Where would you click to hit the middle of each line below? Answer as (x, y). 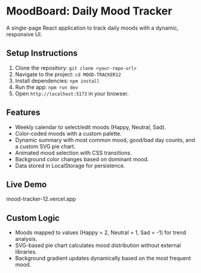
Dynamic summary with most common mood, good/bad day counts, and (105, 140)
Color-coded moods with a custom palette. (68, 133)
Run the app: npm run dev (46, 87)
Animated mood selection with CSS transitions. (73, 153)
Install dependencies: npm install (57, 80)
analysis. (26, 239)
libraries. (26, 252)
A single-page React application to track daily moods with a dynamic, (93, 28)
